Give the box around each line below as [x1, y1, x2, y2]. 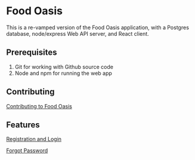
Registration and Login [6, 136, 61, 143]
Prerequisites [6, 48, 57, 58]
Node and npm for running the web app [14, 70, 112, 77]
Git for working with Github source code [14, 63, 113, 70]
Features [6, 120, 40, 130]
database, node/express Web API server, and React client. [6, 30, 149, 37]
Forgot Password [6, 147, 48, 154]
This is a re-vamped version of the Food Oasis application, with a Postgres [6, 24, 190, 31]
